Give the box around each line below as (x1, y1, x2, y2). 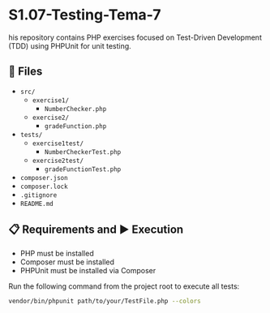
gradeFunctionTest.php (44, 165, 122, 174)
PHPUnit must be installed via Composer (19, 265, 156, 275)
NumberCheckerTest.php (44, 148, 122, 156)
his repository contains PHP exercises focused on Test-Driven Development (8, 32, 262, 42)
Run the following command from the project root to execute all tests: (8, 281, 240, 291)
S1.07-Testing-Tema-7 (8, 6, 161, 24)
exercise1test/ (32, 139, 84, 148)
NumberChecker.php (44, 105, 107, 113)
